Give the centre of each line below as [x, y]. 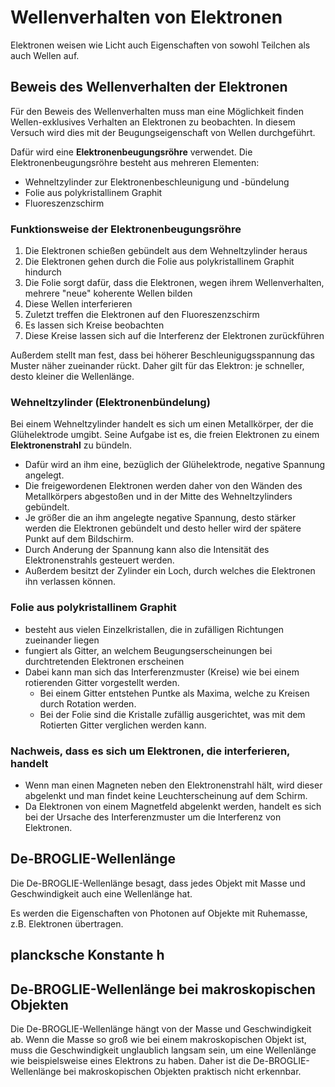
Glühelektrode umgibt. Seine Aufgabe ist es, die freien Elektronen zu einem [165, 435]
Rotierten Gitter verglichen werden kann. [123, 725]
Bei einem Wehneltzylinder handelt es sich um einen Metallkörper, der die [162, 424]
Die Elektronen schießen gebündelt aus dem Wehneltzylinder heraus [166, 251]
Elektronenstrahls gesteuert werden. [99, 560]
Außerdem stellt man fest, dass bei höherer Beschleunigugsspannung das [162, 355]
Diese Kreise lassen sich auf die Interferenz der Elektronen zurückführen [174, 336]
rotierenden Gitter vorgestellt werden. [102, 682]
